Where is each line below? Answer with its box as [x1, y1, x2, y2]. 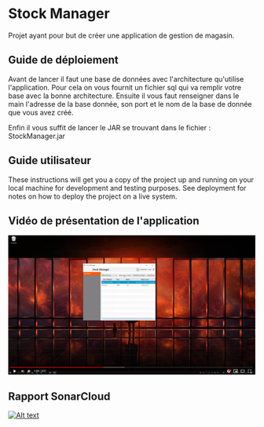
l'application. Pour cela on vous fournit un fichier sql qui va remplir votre [8, 82, 242, 92]
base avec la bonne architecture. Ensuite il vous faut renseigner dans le [8, 91, 240, 100]
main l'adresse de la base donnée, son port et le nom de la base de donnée [8, 99, 252, 108]
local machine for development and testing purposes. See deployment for [8, 183, 247, 192]
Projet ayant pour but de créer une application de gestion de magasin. [8, 31, 235, 40]
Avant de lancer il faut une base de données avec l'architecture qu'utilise [8, 74, 244, 83]
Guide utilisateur [8, 154, 92, 167]
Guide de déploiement [8, 53, 119, 67]
